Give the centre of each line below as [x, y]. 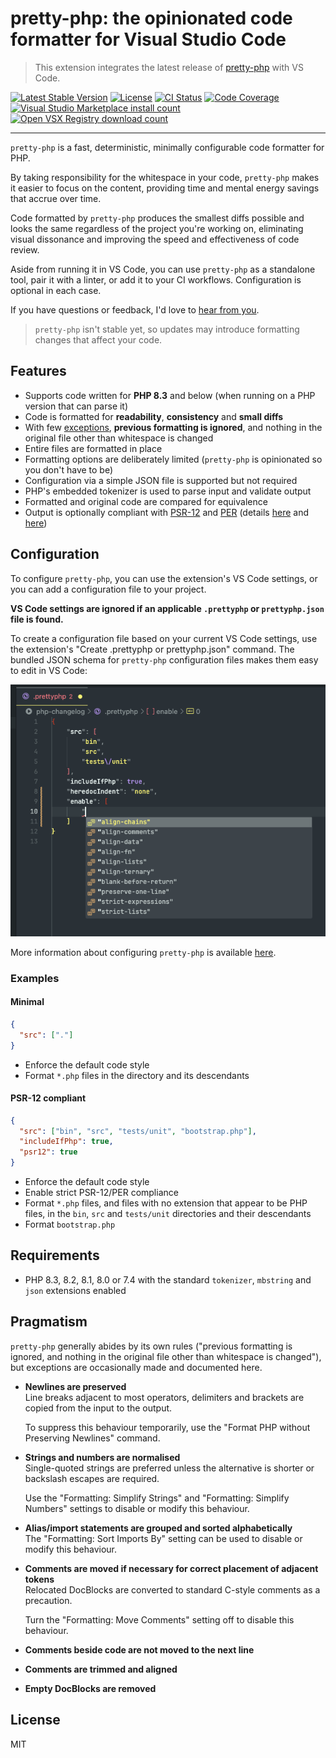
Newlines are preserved [75, 1386]
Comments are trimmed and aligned [101, 1669]
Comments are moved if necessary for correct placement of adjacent [171, 1568]
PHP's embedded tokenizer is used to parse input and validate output [168, 491]
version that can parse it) [76, 406]
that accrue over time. [56, 198]
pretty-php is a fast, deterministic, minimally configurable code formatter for [167, 147]
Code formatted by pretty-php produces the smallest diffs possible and [157, 218]
